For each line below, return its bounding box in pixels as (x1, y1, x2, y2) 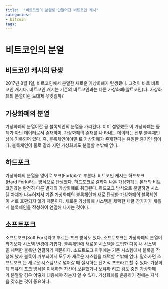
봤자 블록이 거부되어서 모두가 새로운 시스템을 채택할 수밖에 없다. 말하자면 (14, 253, 156, 259)
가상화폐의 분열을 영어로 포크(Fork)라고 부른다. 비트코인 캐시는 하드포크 (5, 172, 145, 178)
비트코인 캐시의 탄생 (5, 66, 63, 74)
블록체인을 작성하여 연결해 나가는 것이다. (10, 204, 90, 210)
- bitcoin (5, 17, 26, 22)
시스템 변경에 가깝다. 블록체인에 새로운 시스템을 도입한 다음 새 (22, 241, 143, 247)
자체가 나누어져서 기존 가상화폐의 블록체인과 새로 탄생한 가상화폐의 (10, 191, 140, 198)
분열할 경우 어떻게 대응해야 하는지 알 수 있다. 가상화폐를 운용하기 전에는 (10, 272, 149, 278)
